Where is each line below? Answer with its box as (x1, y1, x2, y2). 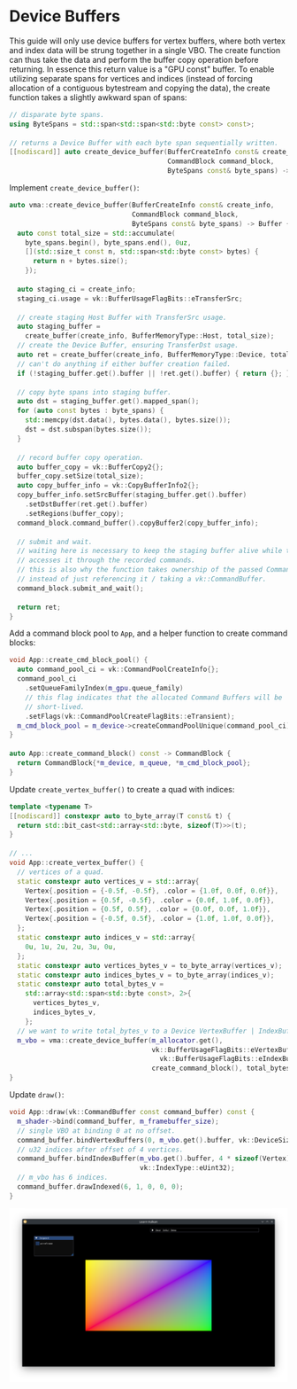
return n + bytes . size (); (32, 257, 128, 266)
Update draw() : (9, 1089, 65, 1100)
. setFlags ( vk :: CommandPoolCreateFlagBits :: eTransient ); (25, 712, 236, 721)
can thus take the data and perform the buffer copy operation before (9, 54, 259, 65)
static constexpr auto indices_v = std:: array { (17, 933, 196, 942)
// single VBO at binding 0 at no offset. (17, 1126, 176, 1135)
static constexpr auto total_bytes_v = (17, 979, 164, 989)
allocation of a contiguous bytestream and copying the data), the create (9, 82, 270, 93)
